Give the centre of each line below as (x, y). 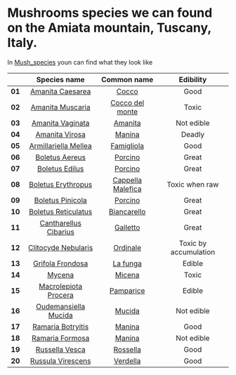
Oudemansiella (61, 306)
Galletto (127, 228)
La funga (127, 263)
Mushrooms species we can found (110, 13)
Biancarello (127, 211)
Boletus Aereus (61, 157)
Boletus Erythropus (61, 184)
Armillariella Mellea (61, 145)
